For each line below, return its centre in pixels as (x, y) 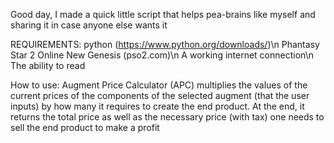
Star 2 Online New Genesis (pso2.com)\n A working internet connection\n (162, 55)
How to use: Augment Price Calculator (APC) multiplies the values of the (159, 85)
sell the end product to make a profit (85, 127)
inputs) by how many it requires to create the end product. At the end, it (157, 106)
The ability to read (48, 65)
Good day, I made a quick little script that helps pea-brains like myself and (163, 14)
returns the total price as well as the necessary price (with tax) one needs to (167, 117)
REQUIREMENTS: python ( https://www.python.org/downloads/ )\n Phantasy (165, 44)
